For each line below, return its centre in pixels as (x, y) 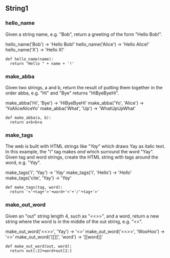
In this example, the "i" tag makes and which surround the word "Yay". (80, 152)
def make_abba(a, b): (28, 117)
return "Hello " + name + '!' (42, 64)
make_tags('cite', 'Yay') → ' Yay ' (38, 178)
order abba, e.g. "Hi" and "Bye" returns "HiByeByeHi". (62, 93)
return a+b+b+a (26, 122)
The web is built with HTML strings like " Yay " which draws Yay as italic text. (85, 146)
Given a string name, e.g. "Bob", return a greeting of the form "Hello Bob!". (84, 34)
